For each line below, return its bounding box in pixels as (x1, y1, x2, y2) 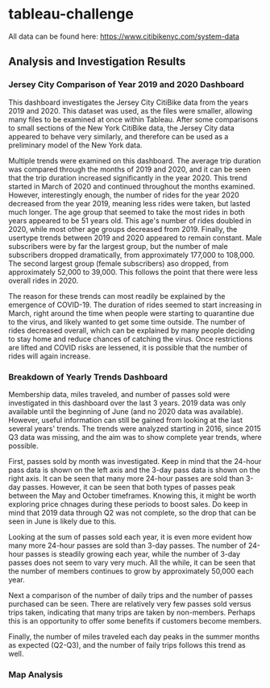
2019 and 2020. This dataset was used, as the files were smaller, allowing (8, 106, 253, 115)
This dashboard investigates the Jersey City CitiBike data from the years (8, 97, 249, 107)
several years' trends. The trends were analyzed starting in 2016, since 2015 (8, 424, 261, 433)
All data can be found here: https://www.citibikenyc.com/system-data (8, 31, 240, 41)
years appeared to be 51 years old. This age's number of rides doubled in (8, 215, 251, 226)
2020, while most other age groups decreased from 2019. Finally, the (8, 224, 238, 234)
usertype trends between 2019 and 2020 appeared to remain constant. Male (8, 233, 262, 242)
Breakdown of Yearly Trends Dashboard (8, 371, 168, 383)
